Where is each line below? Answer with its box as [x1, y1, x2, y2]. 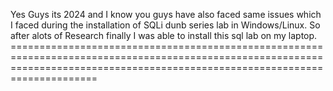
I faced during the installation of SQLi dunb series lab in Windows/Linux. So [10, 19, 321, 31]
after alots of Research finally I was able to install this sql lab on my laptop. [10, 30, 318, 41]
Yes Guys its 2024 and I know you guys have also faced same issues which [10, 9, 322, 20]
